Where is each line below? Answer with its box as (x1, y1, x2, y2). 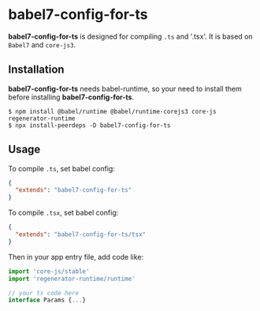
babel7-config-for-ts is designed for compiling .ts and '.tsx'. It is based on (8, 32, 254, 41)
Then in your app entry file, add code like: (8, 252, 144, 261)
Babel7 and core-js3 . (8, 39, 76, 49)
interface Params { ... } (8, 296, 87, 305)
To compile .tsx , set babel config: (8, 208, 119, 218)
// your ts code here (8, 289, 80, 297)
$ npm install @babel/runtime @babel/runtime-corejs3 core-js (8, 107, 217, 115)
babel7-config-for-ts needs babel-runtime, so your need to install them (8, 84, 243, 93)
